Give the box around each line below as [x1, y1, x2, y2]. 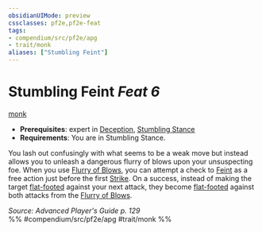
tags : [8, 26, 26, 34]
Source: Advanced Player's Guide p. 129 [8, 206, 141, 215]
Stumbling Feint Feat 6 [8, 83, 160, 101]
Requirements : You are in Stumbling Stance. [19, 133, 166, 142]
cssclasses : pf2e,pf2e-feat [8, 19, 102, 27]
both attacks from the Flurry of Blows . [8, 190, 133, 199]
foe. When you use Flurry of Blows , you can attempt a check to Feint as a [8, 164, 249, 175]
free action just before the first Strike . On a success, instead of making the [8, 173, 252, 183]
